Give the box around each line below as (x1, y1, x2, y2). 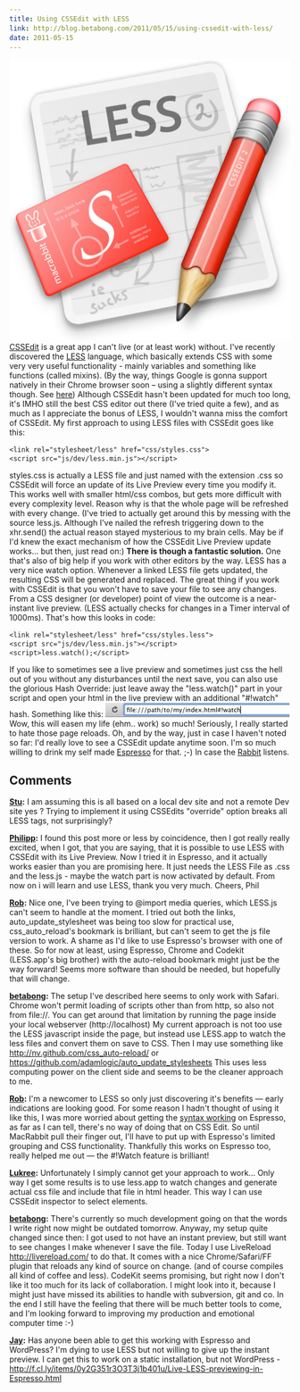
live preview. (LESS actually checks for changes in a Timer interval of (36, 603, 290, 613)
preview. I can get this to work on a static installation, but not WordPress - (9, 1354, 281, 1365)
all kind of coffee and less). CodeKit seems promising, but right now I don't (9, 1271, 285, 1281)
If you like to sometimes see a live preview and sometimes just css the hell (9, 664, 283, 675)
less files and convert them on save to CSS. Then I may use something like (9, 1038, 284, 1049)
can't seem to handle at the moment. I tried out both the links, (9, 907, 237, 918)
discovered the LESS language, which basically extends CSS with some (9, 351, 272, 362)
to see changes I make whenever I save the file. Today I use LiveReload (9, 1242, 271, 1253)
